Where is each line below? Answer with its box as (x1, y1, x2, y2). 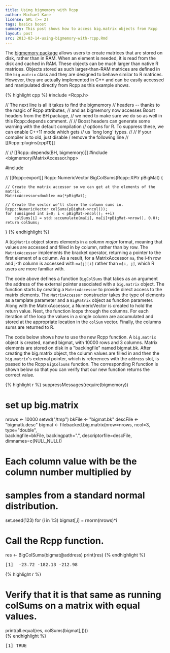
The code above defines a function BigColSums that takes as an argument (5, 275, 158, 282)
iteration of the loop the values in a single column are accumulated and (5, 313, 154, 319)
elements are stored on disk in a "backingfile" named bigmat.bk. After (5, 345, 151, 351)
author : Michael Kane (5, 12, 51, 17)
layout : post (5, 31, 33, 36)
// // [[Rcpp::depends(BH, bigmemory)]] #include (5, 149, 108, 156)
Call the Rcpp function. (5, 535, 104, 547)
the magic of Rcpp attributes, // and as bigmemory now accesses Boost (5, 107, 155, 113)
